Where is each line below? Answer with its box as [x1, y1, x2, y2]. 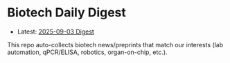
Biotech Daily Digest [7, 5, 127, 21]
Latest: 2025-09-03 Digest [17, 27, 95, 36]
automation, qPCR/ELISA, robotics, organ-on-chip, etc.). [7, 48, 168, 56]
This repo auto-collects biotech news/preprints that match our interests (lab [7, 40, 224, 49]
